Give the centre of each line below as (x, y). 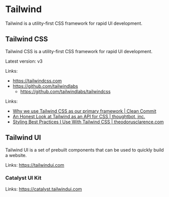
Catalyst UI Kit (23, 178)
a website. (16, 155)
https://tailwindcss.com (37, 81)
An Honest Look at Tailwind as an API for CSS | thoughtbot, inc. (79, 116)
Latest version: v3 (24, 61)
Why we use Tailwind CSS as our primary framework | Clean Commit (84, 111)
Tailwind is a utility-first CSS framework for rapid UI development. (74, 23)
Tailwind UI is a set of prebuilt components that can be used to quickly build (84, 150)
